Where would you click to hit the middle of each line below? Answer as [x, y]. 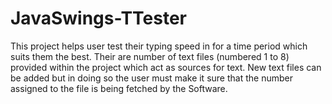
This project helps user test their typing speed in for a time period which [159, 46]
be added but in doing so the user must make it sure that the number [151, 78]
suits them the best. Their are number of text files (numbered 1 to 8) [150, 56]
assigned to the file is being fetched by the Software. [119, 88]
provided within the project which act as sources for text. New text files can [166, 67]
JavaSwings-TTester [99, 18]
